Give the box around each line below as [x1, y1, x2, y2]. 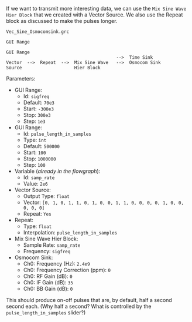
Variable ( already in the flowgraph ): [14, 167, 101, 175]
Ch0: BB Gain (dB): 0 [23, 285, 73, 292]
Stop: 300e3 [23, 112, 51, 118]
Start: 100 [23, 149, 46, 156]
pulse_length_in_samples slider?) [6, 309, 86, 316]
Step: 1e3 [23, 118, 46, 125]
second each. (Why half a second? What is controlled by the [6, 303, 152, 310]
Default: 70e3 [23, 99, 54, 106]
